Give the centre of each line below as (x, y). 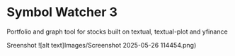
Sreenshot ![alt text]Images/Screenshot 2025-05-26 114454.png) (102, 45)
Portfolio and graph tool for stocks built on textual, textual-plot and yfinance (117, 31)
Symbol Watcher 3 (62, 12)
